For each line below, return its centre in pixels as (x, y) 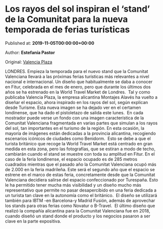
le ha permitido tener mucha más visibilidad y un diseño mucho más (73, 185)
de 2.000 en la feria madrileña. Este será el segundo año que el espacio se (80, 169)
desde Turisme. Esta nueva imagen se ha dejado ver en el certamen (73, 107)
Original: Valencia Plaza (29, 62)
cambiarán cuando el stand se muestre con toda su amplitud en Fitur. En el (80, 154)
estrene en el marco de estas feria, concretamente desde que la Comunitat (80, 175)
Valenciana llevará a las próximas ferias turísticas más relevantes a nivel (77, 76)
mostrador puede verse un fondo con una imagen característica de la (75, 118)
